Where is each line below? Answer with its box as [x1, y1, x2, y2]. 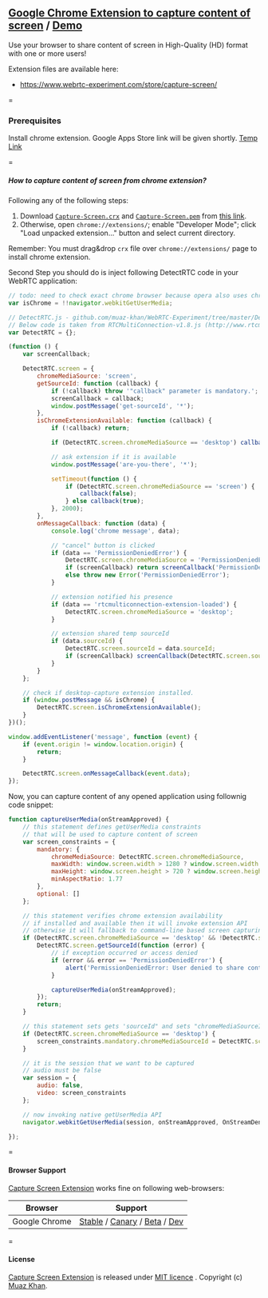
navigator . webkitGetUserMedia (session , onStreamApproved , [22, 1118, 219, 1126]
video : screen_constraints [37, 1089, 127, 1097]
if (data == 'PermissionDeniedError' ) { [50, 549, 187, 557]
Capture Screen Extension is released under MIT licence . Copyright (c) [8, 1272, 243, 1282]
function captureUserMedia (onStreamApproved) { [8, 816, 170, 824]
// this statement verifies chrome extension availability [22, 912, 223, 920]
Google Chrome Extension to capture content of [8, 6, 251, 20]
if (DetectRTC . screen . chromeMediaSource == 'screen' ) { [65, 482, 255, 490]
